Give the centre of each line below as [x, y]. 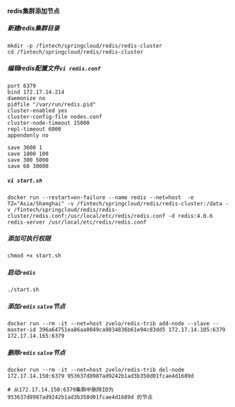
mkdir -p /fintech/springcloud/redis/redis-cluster [85, 46]
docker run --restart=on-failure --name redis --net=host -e [101, 198]
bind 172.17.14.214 [36, 92]
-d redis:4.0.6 [191, 216]
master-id [22, 330]
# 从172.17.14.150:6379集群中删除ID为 [61, 390]
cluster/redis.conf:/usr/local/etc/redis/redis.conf [86, 216]
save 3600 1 [25, 147]
